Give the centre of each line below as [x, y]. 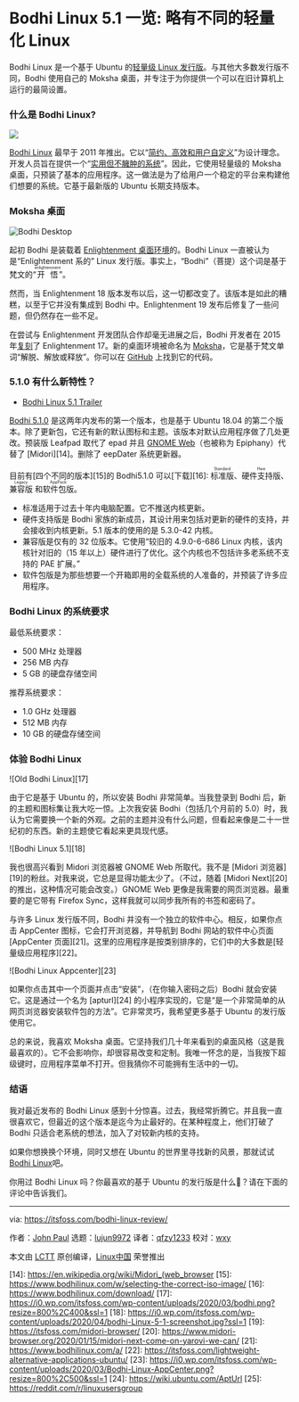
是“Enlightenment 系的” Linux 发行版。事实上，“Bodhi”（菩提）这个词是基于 [148, 260]
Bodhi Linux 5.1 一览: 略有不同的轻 [134, 18]
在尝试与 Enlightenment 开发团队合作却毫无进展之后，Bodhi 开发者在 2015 [145, 334]
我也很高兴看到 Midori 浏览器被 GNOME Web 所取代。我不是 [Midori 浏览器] [148, 867]
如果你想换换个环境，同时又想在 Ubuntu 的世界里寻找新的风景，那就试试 [142, 1151]
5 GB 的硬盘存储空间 [60, 673]
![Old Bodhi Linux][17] [49, 779]
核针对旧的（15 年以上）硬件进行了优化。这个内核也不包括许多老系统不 [152, 552]
